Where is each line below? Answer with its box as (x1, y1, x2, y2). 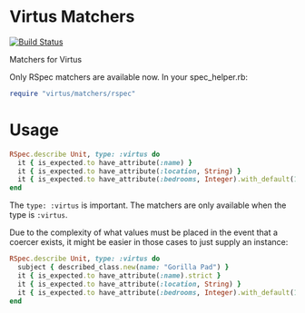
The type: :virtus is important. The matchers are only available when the (9, 200, 287, 210)
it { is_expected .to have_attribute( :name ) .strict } (17, 270, 221, 280)
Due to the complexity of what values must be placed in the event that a (9, 227, 279, 238)
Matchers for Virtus (9, 54, 83, 64)
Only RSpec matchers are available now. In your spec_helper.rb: (9, 71, 248, 83)
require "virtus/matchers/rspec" (9, 89, 136, 98)
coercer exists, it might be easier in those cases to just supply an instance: (9, 237, 289, 248)
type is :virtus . (9, 210, 68, 220)
